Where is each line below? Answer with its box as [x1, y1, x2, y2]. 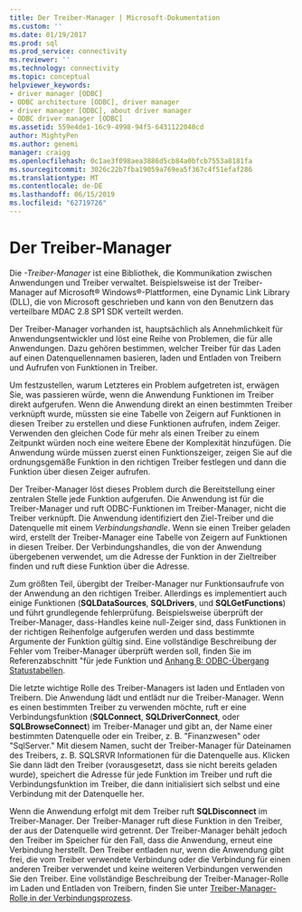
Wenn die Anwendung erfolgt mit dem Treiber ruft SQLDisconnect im [9, 805, 269, 816]
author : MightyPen [9, 131, 79, 140]
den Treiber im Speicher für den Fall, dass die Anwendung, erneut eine [9, 834, 273, 845]
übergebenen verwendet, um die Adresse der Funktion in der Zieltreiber [9, 551, 278, 562]
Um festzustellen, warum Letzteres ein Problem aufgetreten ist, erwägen [9, 379, 280, 390]
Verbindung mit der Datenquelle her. [9, 788, 145, 799]
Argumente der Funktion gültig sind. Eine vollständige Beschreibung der [9, 636, 278, 647]
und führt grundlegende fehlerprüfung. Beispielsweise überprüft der [9, 607, 264, 618]
